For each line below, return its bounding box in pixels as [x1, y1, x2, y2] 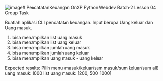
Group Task [5, 10, 29, 16]
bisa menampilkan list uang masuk [12, 35, 82, 40]
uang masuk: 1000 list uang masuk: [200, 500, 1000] [5, 70, 112, 76]
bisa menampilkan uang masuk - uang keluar [12, 55, 103, 61]
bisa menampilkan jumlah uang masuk [12, 45, 90, 50]
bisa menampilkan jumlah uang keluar [12, 50, 89, 56]
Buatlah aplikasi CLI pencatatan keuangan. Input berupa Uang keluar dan [5, 20, 153, 25]
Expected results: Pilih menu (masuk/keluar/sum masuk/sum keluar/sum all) [5, 65, 159, 71]
